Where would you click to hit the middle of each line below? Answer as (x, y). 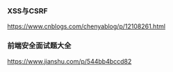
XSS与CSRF (27, 10)
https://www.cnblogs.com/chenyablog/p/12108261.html (86, 26)
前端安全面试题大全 (39, 46)
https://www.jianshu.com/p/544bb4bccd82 (69, 61)
